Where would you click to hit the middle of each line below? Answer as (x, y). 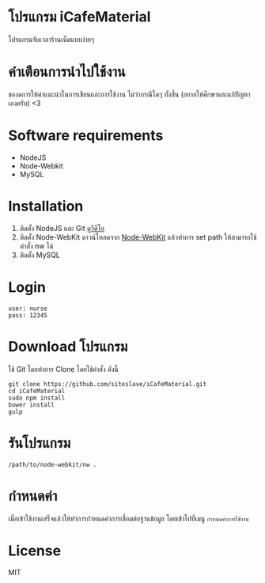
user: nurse (28, 309)
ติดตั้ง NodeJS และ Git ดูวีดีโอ (62, 228)
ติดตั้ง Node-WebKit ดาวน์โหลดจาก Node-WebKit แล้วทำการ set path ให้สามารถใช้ (138, 237)
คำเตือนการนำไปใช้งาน (67, 72)
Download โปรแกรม (68, 346)
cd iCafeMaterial (37, 391)
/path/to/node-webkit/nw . (53, 464)
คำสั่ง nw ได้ (36, 246)
